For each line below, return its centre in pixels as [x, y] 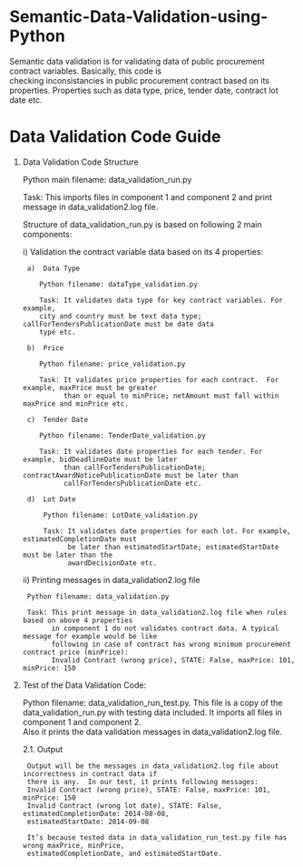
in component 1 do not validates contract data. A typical [165, 628]
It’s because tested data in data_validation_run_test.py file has [157, 837]
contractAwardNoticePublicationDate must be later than [130, 475]
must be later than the [68, 555]
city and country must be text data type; [121, 316]
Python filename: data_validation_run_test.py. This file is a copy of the [152, 702]
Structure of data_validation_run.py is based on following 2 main [142, 224]
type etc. [58, 332]
